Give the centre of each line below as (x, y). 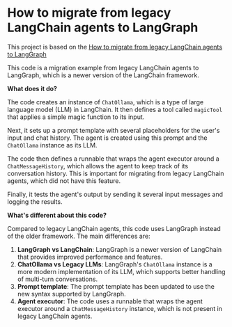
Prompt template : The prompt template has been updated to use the (116, 286)
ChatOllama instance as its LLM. (52, 145)
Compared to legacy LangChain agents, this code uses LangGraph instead (114, 228)
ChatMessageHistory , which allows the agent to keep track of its (98, 166)
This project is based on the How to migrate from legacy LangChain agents (115, 47)
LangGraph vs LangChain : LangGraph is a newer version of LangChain (119, 249)
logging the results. (35, 201)
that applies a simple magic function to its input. (76, 117)
